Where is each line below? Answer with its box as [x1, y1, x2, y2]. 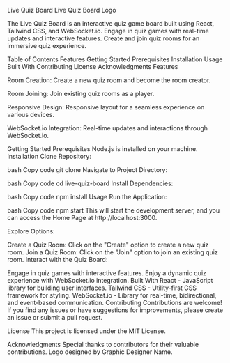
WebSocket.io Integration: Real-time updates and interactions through [7, 124, 208, 132]
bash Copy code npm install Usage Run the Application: [7, 193, 167, 201]
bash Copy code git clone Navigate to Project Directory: [7, 166, 168, 173]
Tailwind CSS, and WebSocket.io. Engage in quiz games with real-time [7, 27, 209, 35]
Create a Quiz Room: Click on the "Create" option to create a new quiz [7, 240, 209, 249]
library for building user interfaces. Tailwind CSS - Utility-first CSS [7, 284, 197, 292]
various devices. [7, 111, 54, 118]
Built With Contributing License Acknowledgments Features [7, 63, 178, 70]
